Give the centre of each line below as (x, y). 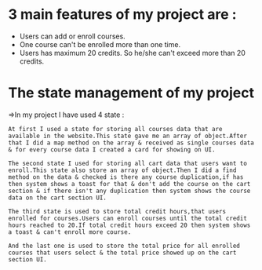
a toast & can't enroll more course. (70, 232)
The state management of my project (131, 93)
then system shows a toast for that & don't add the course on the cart (129, 184)
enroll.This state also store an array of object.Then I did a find (122, 170)
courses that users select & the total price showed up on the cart (122, 253)
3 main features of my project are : (122, 15)
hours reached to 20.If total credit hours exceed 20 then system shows (129, 225)
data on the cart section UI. (58, 198)
